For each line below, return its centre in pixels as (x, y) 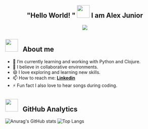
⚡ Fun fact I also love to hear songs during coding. (65, 85)
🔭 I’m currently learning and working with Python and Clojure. (77, 61)
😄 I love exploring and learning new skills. (57, 72)
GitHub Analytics (50, 109)
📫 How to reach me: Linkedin (44, 78)
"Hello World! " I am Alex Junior (85, 16)
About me (38, 49)
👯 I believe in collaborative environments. (55, 67)
